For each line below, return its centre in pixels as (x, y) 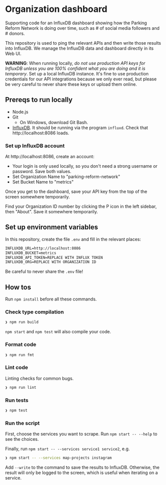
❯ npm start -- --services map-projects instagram (58, 458)
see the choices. (22, 439)
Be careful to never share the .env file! (44, 272)
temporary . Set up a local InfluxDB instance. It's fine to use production (77, 73)
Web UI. (13, 54)
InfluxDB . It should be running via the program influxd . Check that (80, 127)
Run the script (23, 423)
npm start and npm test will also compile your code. (58, 332)
